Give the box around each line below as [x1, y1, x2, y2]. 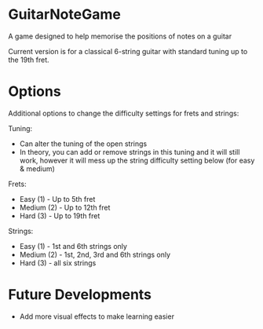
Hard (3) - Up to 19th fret [19, 210, 100, 221]
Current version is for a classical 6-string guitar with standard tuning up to [8, 46, 248, 56]
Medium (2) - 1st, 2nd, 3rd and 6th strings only [19, 250, 171, 259]
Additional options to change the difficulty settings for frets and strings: [8, 108, 239, 118]
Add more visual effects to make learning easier [19, 312, 175, 321]
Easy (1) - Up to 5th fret [19, 194, 96, 203]
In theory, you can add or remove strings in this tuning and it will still [19, 147, 240, 156]
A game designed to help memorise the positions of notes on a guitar [8, 31, 232, 41]
